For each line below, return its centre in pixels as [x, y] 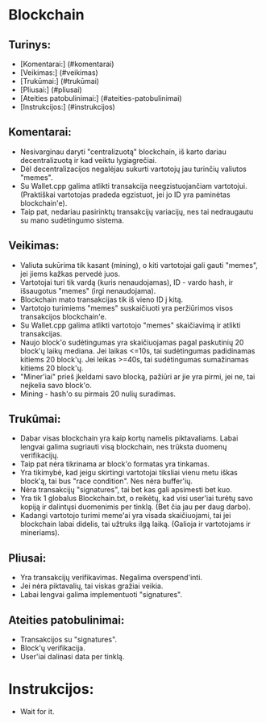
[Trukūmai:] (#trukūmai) [59, 81]
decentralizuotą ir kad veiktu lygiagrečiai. [88, 160]
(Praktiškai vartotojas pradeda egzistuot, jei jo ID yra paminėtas [125, 194]
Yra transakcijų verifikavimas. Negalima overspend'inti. [111, 578]
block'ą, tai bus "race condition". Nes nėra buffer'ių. [106, 481]
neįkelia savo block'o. [56, 385]
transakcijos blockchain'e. [63, 316]
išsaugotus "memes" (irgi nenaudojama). [88, 290]
